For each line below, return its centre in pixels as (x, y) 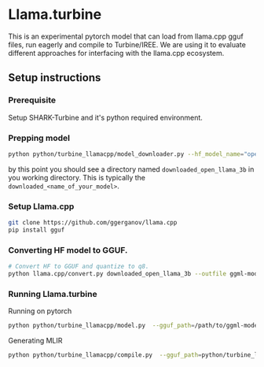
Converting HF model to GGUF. (68, 250)
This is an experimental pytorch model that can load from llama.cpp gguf (126, 36)
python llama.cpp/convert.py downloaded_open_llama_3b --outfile (117, 274)
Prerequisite (32, 100)
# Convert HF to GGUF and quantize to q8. (79, 267)
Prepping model (39, 138)
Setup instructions (55, 78)
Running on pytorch (40, 311)
